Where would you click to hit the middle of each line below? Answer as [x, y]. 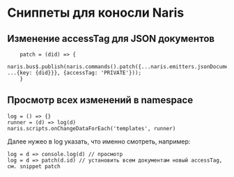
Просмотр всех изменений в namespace [100, 100]
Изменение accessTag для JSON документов [111, 39]
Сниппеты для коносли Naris [96, 13]
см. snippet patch [34, 166]
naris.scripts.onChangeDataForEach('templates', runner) [92, 128]
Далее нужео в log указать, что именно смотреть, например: [99, 141]
